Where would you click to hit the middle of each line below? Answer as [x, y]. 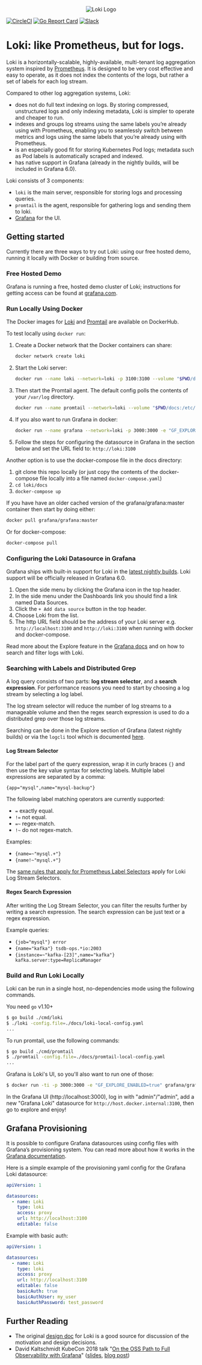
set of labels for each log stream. [47, 81]
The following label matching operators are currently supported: [86, 799]
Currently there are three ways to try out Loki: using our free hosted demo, [99, 251]
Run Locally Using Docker [44, 308]
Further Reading [37, 1321]
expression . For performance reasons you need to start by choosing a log [98, 688]
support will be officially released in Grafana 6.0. [66, 578]
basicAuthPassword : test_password [60, 1302]
